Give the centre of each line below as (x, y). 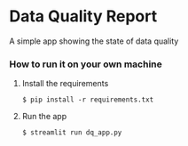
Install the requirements (65, 84)
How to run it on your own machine (86, 64)
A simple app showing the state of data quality (94, 41)
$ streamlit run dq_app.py (72, 133)
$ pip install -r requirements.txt (88, 100)
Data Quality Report (83, 16)
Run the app (44, 117)
